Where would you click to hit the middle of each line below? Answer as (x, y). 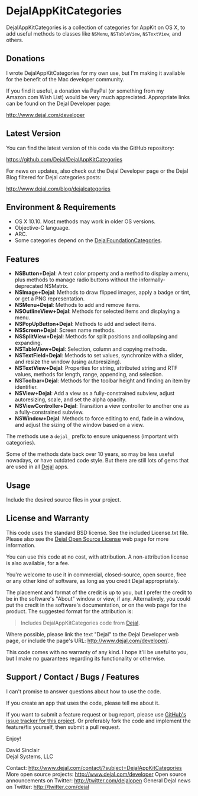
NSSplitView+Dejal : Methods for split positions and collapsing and (96, 337)
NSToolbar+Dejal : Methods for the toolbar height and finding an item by (103, 380)
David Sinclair (23, 750)
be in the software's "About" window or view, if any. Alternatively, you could (98, 598)
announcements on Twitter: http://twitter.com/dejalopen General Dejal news (98, 780)
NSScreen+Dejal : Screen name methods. (65, 330)
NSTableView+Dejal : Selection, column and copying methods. (91, 349)
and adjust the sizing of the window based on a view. (79, 425)
